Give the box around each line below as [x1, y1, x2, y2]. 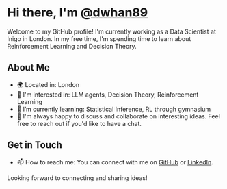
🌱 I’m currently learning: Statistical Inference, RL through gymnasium [16, 105, 211, 113]
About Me [7, 62, 50, 73]
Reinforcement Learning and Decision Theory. [7, 42, 137, 50]
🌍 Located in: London [16, 80, 80, 88]
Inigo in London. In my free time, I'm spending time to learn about [7, 34, 191, 42]
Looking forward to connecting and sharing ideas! [7, 173, 148, 182]
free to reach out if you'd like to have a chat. [16, 119, 142, 127]
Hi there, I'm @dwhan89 [7, 5, 148, 21]
